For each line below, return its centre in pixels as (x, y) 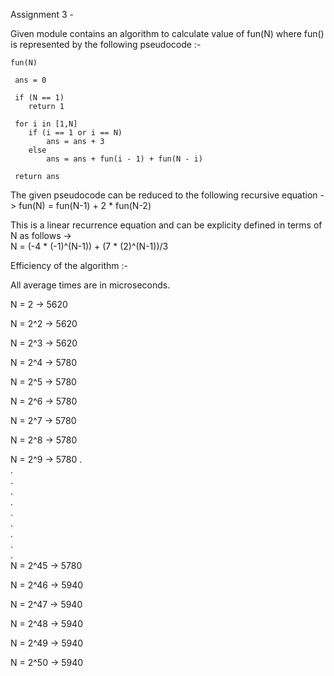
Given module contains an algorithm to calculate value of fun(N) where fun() (167, 33)
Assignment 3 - (42, 14)
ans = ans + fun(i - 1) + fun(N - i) (124, 159)
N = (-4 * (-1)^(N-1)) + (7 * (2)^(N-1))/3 (89, 246)
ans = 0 (30, 80)
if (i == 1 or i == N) (75, 133)
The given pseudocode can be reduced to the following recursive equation (164, 195)
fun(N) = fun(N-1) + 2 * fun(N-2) (85, 205)
